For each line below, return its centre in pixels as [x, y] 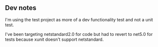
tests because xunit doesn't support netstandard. [54, 39]
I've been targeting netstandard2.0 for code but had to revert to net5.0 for [79, 34]
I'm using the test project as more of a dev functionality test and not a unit [79, 19]
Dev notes [21, 8]
